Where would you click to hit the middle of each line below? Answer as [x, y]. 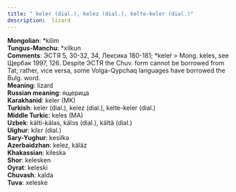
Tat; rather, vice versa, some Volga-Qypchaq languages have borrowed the [116, 70]
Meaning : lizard [30, 85]
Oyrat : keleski [27, 167]
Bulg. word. [24, 77]
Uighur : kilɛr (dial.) [35, 130]
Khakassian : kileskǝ [37, 153]
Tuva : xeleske [27, 182]
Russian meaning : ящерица [48, 93]
